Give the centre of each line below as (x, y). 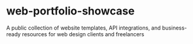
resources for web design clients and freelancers (83, 34)
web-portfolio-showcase (70, 11)
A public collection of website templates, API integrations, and (84, 28)
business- (175, 28)
